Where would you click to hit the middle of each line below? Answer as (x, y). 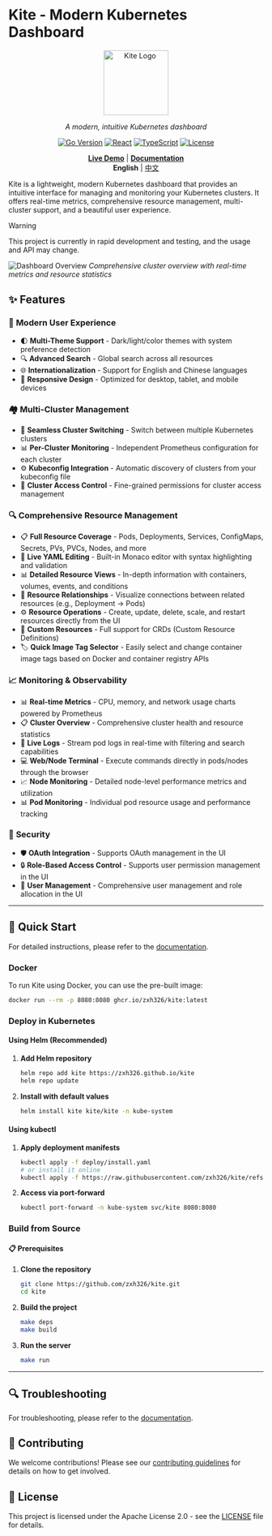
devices (33, 388)
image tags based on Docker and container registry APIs (114, 659)
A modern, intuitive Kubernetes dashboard (136, 127)
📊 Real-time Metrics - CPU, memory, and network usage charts (128, 701)
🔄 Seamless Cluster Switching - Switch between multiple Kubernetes (136, 430)
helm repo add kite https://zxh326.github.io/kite (107, 1073)
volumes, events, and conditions (74, 587)
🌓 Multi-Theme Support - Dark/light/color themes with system (126, 340)
